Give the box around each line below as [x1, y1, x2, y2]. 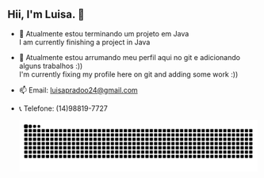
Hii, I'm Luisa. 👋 [7, 8, 85, 21]
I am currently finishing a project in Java [18, 37, 151, 47]
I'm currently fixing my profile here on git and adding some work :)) [18, 69, 239, 79]
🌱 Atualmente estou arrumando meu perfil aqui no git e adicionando [18, 52, 241, 62]
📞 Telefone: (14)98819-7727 [18, 104, 108, 113]
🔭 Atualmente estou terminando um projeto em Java [18, 28, 189, 38]
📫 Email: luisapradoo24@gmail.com [18, 85, 138, 95]
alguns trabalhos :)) [18, 61, 83, 70]
